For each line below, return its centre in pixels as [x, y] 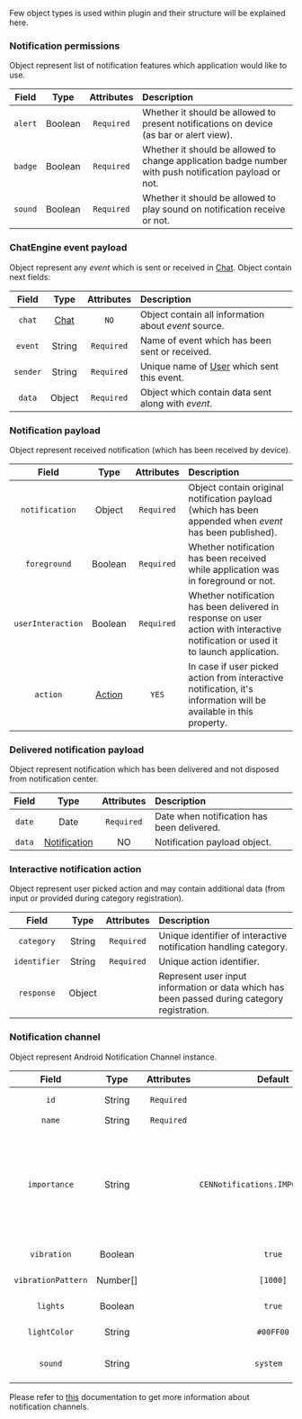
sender [28, 372]
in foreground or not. [232, 580]
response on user [225, 618]
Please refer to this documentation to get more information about [129, 1396]
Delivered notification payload [77, 750]
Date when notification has [211, 816]
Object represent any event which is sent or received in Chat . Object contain [151, 267]
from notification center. [54, 779]
